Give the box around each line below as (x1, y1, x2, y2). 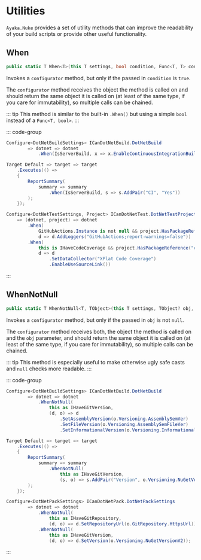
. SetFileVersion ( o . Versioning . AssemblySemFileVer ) (59, 421, 188, 427)
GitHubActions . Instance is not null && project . (38, 228, 162, 234)
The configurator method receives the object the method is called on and (6, 86, 188, 93)
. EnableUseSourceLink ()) (48, 261, 111, 267)
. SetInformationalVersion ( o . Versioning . (59, 427, 162, 433)
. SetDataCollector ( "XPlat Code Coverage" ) (48, 256, 157, 262)
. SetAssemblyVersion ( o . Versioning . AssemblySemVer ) (59, 416, 188, 422)
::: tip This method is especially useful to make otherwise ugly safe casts (6, 358, 185, 366)
